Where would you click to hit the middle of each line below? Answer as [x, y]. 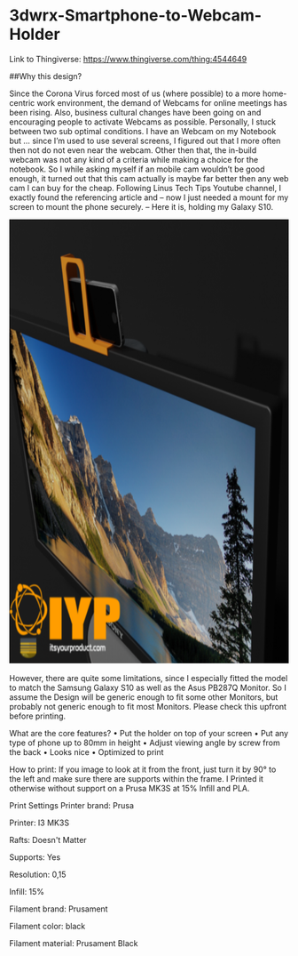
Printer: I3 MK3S [39, 823]
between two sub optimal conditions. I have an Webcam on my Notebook [143, 131]
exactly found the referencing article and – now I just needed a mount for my [149, 197]
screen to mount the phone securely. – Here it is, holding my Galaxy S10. [141, 206]
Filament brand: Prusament [59, 909]
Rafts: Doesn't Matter [48, 840]
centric [22, 102]
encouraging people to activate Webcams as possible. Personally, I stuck [143, 122]
